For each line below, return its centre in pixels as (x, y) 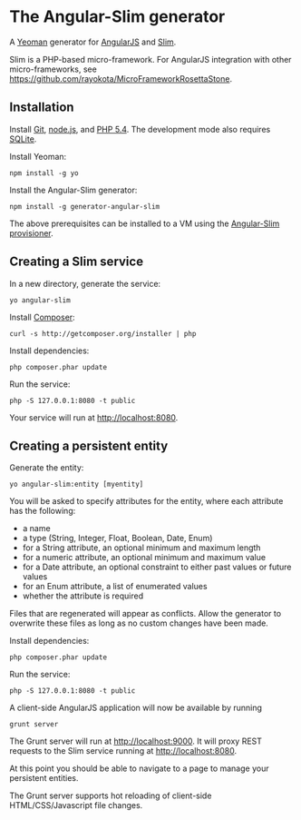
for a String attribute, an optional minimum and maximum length (141, 548)
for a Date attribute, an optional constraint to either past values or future (157, 567)
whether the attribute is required (83, 596)
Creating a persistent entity (89, 445)
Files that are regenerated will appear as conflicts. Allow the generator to (146, 614)
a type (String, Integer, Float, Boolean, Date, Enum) (117, 538)
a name (37, 529)
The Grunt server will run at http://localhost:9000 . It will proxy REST (136, 741)
